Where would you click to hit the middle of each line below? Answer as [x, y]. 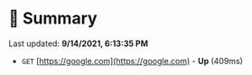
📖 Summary [53, 19]
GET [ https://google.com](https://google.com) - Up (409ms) [132, 61]
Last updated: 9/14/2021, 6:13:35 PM [78, 43]
